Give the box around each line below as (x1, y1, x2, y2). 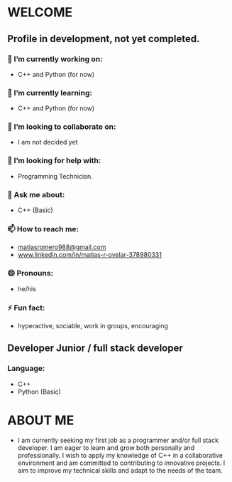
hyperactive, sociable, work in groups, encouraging (17, 321, 169, 330)
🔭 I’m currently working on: (7, 54, 103, 64)
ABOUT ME (7, 412, 74, 428)
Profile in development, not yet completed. (7, 33, 200, 45)
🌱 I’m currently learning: (7, 88, 92, 98)
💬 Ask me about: (7, 189, 65, 199)
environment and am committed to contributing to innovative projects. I (17, 459, 226, 467)
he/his (17, 284, 37, 293)
